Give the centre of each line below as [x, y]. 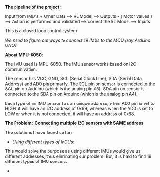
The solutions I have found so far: [39, 132]
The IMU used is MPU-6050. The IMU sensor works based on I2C [71, 64]
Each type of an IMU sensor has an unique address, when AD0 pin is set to [80, 103]
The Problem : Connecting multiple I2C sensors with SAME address [74, 123]
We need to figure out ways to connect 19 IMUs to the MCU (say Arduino [78, 40]
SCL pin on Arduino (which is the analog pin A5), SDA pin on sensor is [75, 89]
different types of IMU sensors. [36, 161]
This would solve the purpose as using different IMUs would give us [73, 151]
